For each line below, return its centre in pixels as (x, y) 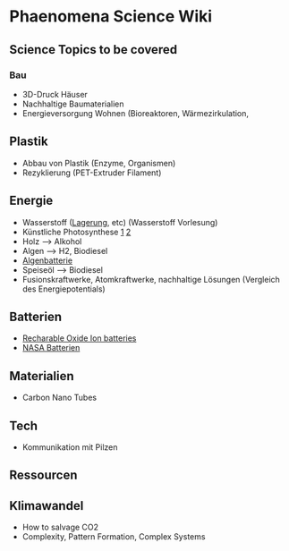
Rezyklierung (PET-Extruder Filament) (92, 173)
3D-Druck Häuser (55, 94)
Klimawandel (47, 506)
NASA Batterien (51, 348)
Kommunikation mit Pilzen (70, 447)
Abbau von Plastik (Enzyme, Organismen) (99, 163)
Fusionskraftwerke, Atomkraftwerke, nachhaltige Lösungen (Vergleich (151, 279)
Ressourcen (43, 475)
